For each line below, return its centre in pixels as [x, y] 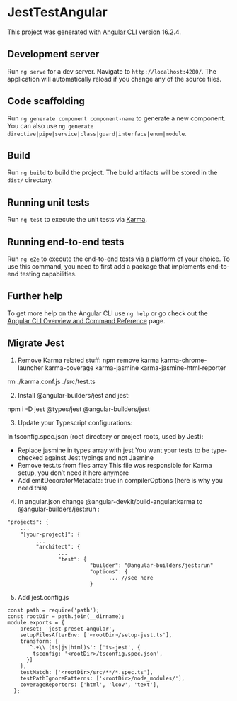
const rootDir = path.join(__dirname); [66, 616]
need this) [32, 488]
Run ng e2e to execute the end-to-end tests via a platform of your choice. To [119, 259]
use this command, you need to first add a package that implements [106, 266]
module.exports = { [36, 622]
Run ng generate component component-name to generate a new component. [117, 118]
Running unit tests [48, 202]
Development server [53, 54]
